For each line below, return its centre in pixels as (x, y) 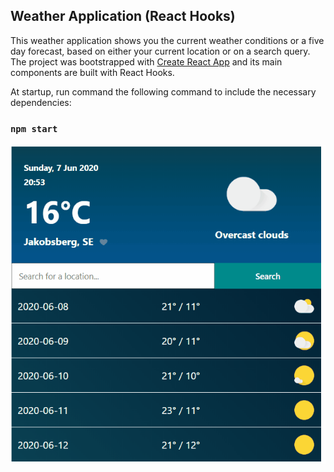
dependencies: (41, 102)
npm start (34, 128)
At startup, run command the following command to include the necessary (163, 91)
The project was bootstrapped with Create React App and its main (146, 61)
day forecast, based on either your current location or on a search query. (160, 51)
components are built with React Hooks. (92, 72)
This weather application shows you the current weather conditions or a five (167, 40)
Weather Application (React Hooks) (123, 16)
